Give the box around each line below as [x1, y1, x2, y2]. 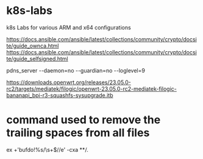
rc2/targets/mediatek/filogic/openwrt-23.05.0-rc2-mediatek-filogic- [6, 85, 177, 92]
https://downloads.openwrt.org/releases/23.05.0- [6, 79, 131, 86]
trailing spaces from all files [6, 126, 150, 140]
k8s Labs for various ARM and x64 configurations [6, 24, 131, 31]
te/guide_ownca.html [6, 42, 59, 49]
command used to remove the [6, 113, 161, 127]
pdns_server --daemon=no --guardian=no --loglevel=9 [6, 66, 145, 74]
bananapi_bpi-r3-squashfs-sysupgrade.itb [6, 91, 113, 99]
